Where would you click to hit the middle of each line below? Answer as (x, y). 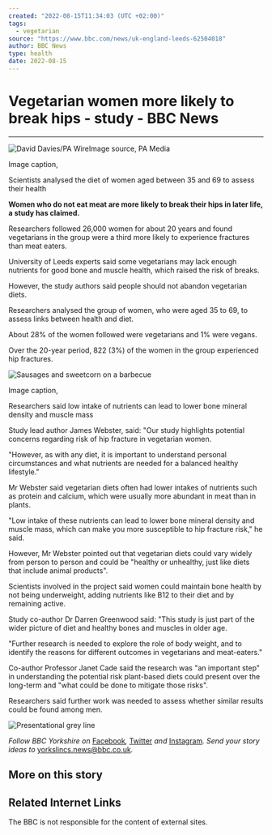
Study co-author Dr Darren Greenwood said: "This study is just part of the (132, 619)
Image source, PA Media (129, 148)
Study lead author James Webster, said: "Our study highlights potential (127, 430)
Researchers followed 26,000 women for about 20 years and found (121, 229)
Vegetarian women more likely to (121, 101)
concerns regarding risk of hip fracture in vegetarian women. (110, 439)
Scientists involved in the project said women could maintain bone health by (135, 586)
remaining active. (37, 603)
